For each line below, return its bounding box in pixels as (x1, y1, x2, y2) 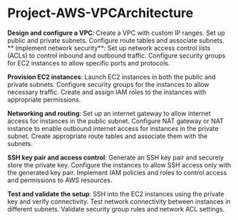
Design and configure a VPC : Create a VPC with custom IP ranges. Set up (7, 28, 226, 37)
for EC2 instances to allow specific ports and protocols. (7, 58, 170, 67)
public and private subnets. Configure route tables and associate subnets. (7, 36, 224, 44)
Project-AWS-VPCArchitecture (7, 5, 194, 21)
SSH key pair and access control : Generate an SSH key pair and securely (7, 153, 224, 162)
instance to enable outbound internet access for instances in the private (7, 124, 219, 132)
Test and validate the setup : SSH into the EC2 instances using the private (7, 189, 224, 198)
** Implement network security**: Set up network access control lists (7, 43, 211, 52)
